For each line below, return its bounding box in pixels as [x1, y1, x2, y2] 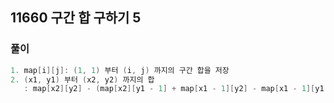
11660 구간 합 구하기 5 [10, 9, 142, 27]
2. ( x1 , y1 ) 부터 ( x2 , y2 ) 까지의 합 [10, 74, 155, 85]
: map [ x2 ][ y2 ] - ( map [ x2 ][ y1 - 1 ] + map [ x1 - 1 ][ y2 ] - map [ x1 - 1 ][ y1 [23, 84, 325, 94]
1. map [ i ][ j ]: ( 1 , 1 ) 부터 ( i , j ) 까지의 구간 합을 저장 [10, 65, 230, 75]
